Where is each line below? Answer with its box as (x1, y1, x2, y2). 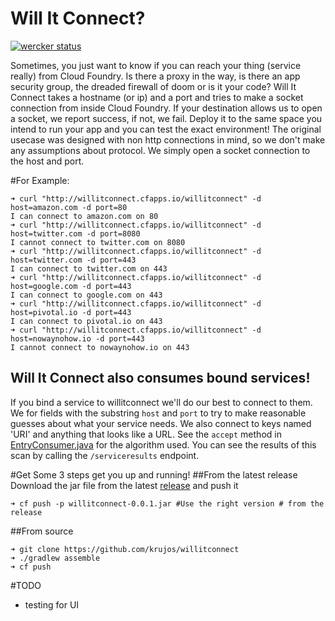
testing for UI (24, 598, 80, 611)
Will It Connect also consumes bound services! (10, 370, 311, 387)
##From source (10, 525, 74, 537)
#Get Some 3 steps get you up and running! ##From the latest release (10, 468, 298, 481)
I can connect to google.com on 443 (10, 290, 163, 300)
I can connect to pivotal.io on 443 (10, 316, 163, 326)
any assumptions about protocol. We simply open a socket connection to (10, 144, 311, 156)
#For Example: (10, 174, 70, 186)
